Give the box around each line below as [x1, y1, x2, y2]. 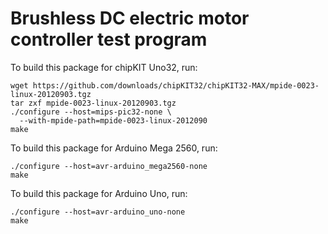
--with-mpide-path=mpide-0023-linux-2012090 [19, 115, 208, 126]
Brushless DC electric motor [10, 7, 250, 30]
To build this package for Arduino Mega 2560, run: [10, 142, 218, 154]
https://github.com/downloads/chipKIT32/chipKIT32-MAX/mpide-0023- [32, 80, 320, 91]
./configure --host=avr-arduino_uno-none [10, 207, 186, 217]
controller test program [10, 28, 208, 51]
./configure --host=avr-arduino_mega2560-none [10, 161, 208, 171]
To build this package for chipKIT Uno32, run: [10, 61, 198, 73]
